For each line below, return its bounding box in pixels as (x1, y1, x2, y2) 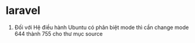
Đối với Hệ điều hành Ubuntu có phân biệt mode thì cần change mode (14, 24, 189, 31)
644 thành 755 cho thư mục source (14, 30, 103, 37)
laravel (5, 4, 41, 18)
